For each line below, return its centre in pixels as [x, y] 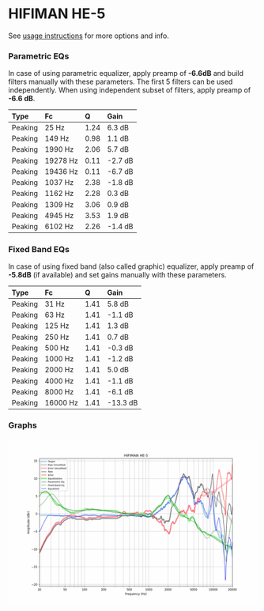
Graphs [23, 425]
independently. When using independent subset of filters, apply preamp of [130, 90]
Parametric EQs [39, 56]
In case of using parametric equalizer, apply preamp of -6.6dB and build [126, 74]
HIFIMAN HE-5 [57, 14]
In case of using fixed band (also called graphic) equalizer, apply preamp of [131, 266]
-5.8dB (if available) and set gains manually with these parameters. [117, 275]
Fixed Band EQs [39, 249]
